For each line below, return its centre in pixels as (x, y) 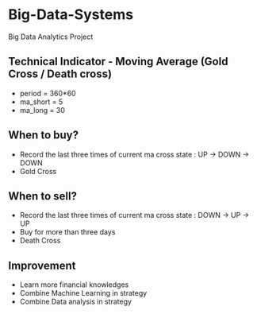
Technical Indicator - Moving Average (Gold (118, 62)
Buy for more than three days (67, 232)
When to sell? (43, 196)
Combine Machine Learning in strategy (83, 293)
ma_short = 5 (41, 102)
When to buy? (44, 136)
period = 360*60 (48, 93)
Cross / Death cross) (60, 74)
